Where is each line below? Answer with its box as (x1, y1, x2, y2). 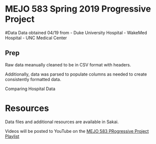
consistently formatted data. (5, 76, 62, 82)
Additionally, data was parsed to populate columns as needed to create (5, 71, 147, 77)
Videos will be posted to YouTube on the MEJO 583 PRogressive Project (5, 128, 149, 134)
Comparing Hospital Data (5, 86, 56, 92)
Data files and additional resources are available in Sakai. (5, 119, 119, 125)
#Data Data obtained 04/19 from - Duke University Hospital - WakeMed (5, 30, 147, 35)
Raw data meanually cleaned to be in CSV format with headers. (5, 62, 131, 67)
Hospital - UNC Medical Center (5, 35, 67, 41)
